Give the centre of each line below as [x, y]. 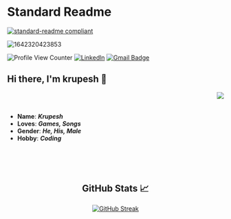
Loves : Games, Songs [49, 124]
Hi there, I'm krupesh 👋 [57, 79]
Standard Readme [59, 12]
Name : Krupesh [40, 116]
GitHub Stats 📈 [115, 188]
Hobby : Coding [39, 138]
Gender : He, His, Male [49, 130]
